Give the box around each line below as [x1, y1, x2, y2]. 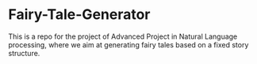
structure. [8, 48, 40, 58]
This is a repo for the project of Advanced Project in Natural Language [8, 32, 238, 41]
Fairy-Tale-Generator [8, 6, 151, 24]
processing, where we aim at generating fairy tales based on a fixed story [8, 40, 249, 49]
